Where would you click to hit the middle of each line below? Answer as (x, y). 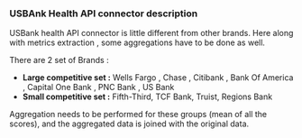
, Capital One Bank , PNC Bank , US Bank (98, 87)
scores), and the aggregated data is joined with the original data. (129, 124)
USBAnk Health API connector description (104, 14)
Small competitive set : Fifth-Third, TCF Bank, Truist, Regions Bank (147, 97)
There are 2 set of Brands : (59, 60)
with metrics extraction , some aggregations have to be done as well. (137, 42)
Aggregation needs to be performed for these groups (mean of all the (138, 115)
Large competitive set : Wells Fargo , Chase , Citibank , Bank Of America (158, 78)
